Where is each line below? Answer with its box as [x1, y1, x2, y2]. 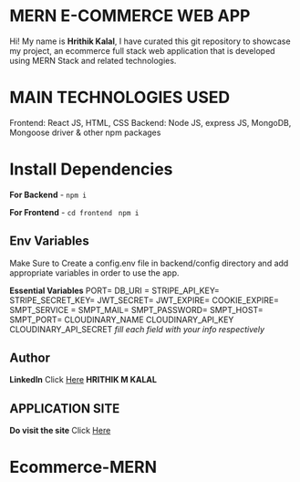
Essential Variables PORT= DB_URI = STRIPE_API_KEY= [9, 285, 221, 296]
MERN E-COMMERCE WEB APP [9, 5, 251, 26]
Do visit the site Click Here [9, 425, 111, 436]
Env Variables [9, 234, 89, 249]
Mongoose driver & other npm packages [9, 127, 161, 138]
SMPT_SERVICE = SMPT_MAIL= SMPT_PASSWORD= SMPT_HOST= [9, 304, 264, 315]
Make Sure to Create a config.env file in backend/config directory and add [9, 257, 289, 268]
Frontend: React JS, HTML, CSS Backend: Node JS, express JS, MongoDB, [9, 117, 292, 128]
